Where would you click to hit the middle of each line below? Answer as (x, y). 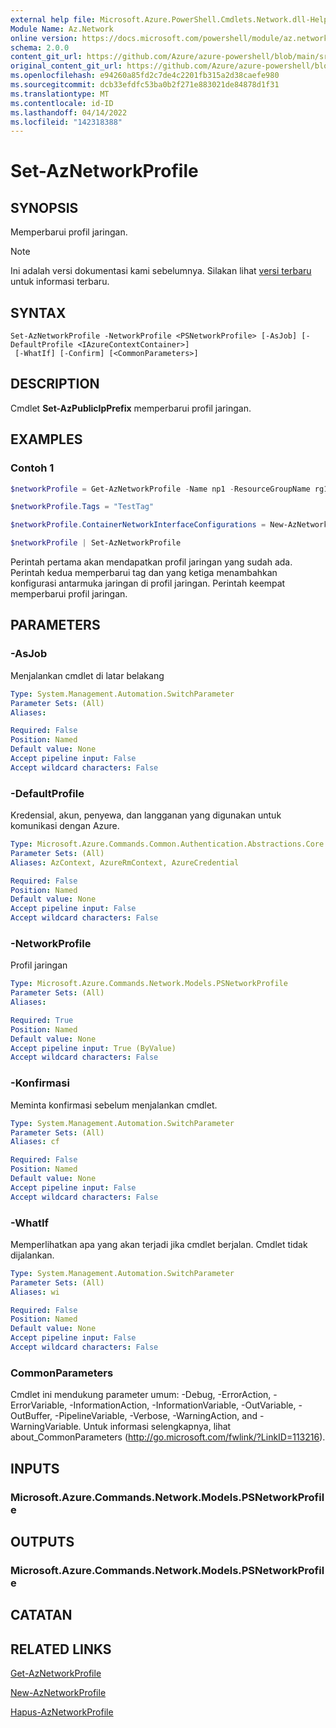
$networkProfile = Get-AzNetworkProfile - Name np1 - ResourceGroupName (160, 489)
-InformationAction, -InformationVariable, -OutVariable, (183, 1405)
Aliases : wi (35, 1292)
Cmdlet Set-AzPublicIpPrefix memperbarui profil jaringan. (131, 408)
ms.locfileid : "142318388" (66, 122)
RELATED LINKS (61, 1649)
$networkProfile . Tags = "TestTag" (82, 507)
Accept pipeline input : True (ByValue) (93, 1048)
